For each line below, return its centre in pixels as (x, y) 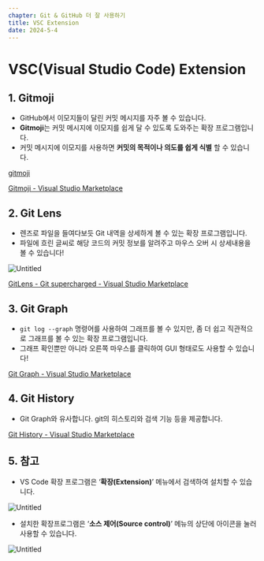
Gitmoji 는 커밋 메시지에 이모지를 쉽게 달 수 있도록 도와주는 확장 (117, 128)
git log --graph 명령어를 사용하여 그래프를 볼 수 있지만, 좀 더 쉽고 (123, 329)
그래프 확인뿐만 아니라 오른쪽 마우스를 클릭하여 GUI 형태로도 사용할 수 (126, 348)
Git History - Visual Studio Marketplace (72, 434)
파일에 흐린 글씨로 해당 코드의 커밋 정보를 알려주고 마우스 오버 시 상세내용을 (135, 243)
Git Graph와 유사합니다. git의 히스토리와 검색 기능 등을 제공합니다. (121, 418)
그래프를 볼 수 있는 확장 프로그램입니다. (88, 338)
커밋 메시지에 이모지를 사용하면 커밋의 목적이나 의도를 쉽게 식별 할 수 (124, 147)
